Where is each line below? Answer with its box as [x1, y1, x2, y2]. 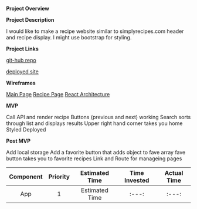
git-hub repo [6, 57, 36, 63]
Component [9, 173, 43, 181]
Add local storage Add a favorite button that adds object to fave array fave [6, 149, 186, 156]
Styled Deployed [6, 126, 46, 133]
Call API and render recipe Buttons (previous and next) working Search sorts [6, 114, 191, 120]
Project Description [6, 16, 55, 23]
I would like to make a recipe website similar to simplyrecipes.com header [6, 28, 184, 35]
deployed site [6, 68, 39, 75]
